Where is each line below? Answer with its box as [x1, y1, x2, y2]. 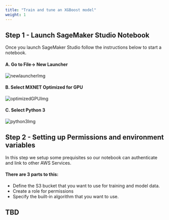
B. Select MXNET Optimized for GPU [5, 84, 83, 90]
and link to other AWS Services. [5, 160, 72, 166]
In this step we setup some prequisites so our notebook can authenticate [5, 154, 158, 160]
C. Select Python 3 [5, 107, 46, 113]
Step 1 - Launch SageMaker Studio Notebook [5, 31, 150, 40]
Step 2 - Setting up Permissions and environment [5, 133, 164, 142]
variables [5, 141, 36, 150]
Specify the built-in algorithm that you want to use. [12, 193, 119, 199]
